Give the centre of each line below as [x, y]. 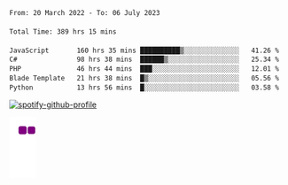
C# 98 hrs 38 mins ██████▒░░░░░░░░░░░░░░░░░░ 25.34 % [144, 60]
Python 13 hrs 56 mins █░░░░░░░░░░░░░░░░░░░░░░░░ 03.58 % [144, 88]
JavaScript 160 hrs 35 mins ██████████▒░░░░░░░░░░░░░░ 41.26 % [144, 50]
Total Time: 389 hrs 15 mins [63, 31]
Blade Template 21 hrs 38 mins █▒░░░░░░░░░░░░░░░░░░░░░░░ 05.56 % [144, 79]
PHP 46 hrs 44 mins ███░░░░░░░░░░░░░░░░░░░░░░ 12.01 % [144, 69]
